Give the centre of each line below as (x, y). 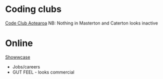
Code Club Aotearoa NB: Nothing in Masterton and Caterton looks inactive (82, 23)
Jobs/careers (26, 66)
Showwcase (18, 57)
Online (19, 43)
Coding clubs (33, 9)
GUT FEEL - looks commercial (43, 72)
